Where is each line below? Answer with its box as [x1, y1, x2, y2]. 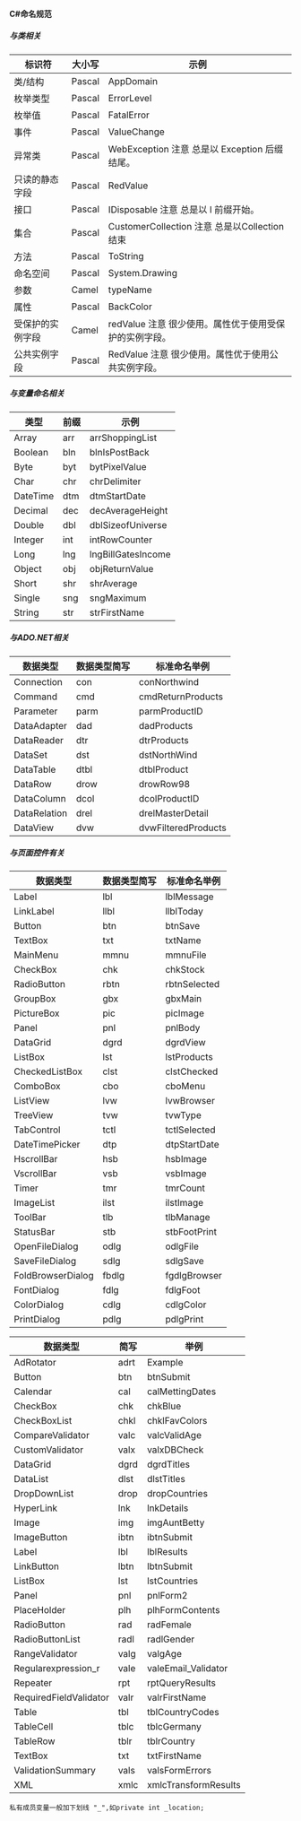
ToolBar [13, 1211, 47, 1224]
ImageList [13, 1197, 56, 1210]
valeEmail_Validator [146, 1662, 228, 1675]
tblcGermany [146, 1721, 202, 1733]
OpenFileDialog [13, 1240, 79, 1253]
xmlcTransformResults [146, 1779, 242, 1791]
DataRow [13, 777, 52, 790]
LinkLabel [13, 906, 56, 918]
